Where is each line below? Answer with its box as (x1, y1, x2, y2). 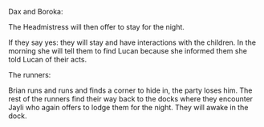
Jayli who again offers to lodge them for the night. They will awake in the (8, 103, 249, 112)
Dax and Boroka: (8, 7, 63, 16)
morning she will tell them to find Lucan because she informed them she (8, 46, 247, 55)
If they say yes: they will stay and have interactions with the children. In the (8, 38, 257, 47)
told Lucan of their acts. (8, 55, 87, 64)
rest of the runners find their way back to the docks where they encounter (8, 94, 254, 103)
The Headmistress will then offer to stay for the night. (8, 22, 185, 31)
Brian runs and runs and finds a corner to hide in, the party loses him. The (8, 85, 253, 95)
